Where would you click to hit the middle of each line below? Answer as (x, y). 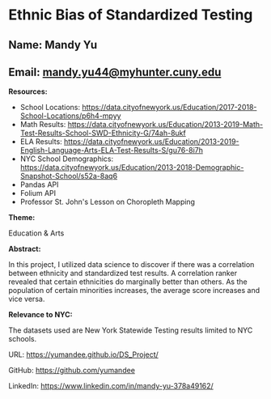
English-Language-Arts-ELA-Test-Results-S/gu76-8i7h (112, 151)
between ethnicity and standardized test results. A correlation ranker (123, 274)
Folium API (38, 193)
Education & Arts (36, 233)
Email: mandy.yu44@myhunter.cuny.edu (115, 72)
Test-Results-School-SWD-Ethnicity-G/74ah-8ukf (103, 133)
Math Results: (43, 125)
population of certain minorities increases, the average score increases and (134, 291)
